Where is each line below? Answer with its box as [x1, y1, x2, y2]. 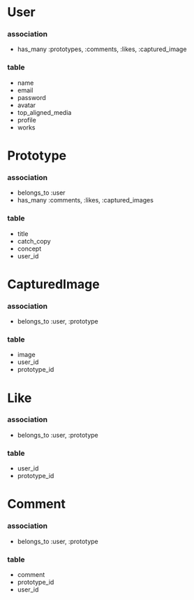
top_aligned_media [17, 108, 72, 116]
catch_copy [17, 237, 51, 245]
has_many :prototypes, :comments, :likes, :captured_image [17, 45, 187, 53]
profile [17, 116, 36, 124]
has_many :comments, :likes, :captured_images [17, 196, 154, 204]
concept [17, 244, 42, 253]
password [17, 93, 47, 102]
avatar [17, 101, 36, 109]
